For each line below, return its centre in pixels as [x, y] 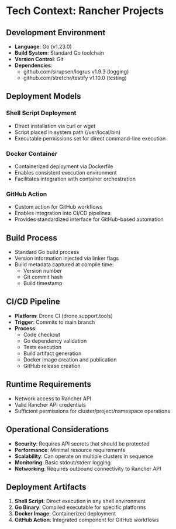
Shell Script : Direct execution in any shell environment [80, 501]
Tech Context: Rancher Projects [85, 11]
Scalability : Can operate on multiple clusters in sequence [84, 456]
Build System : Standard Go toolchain [59, 53]
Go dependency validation [55, 341]
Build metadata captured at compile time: [64, 264]
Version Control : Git [39, 59]
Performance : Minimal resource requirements [70, 450]
